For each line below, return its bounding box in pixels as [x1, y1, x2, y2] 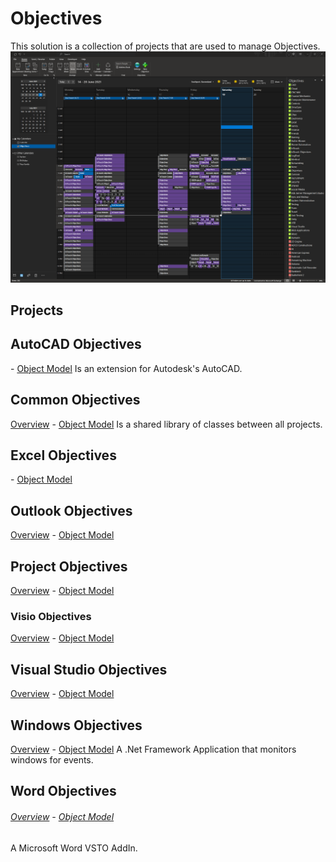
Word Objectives [10, 783, 117, 800]
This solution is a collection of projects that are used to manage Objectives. [10, 40, 321, 52]
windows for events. [10, 753, 94, 766]
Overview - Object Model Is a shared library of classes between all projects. [10, 418, 323, 430]
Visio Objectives [10, 609, 92, 623]
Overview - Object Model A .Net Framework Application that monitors [10, 743, 297, 755]
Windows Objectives [10, 717, 143, 734]
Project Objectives [10, 558, 128, 575]
